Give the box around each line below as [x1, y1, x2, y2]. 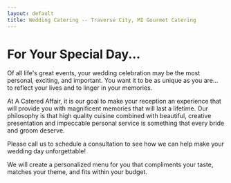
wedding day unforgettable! [7, 147, 86, 155]
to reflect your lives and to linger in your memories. [7, 84, 153, 92]
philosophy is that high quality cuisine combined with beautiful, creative [7, 112, 212, 120]
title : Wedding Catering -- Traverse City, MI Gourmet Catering [7, 17, 196, 23]
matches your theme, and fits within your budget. [7, 168, 147, 176]
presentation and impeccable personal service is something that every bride [7, 119, 225, 128]
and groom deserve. [7, 126, 65, 135]
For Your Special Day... [7, 46, 140, 62]
